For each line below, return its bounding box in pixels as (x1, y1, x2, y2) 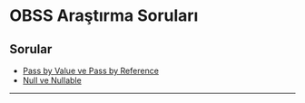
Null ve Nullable (22, 75, 82, 86)
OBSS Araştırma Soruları (9, 5, 199, 26)
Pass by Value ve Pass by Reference (22, 65, 159, 76)
